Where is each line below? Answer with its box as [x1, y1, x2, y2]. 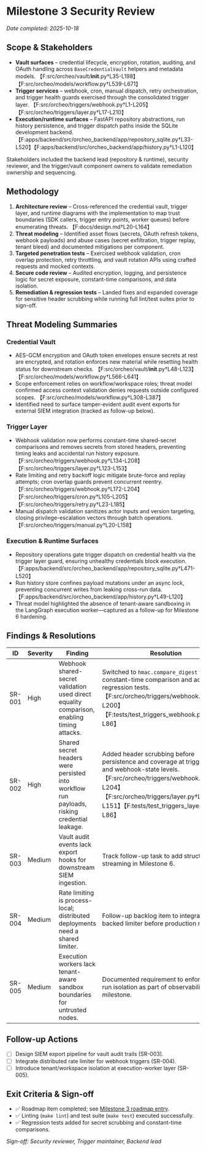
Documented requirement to [102, 975, 184, 984]
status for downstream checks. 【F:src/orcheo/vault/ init [15, 365, 158, 373]
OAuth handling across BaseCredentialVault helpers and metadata [15, 65, 183, 72]
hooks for [58, 855, 86, 864]
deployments [58, 919, 96, 927]
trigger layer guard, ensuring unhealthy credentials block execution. [15, 557, 187, 565]
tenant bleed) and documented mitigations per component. [15, 243, 164, 250]
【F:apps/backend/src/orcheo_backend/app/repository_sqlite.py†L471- [15, 564, 196, 572]
